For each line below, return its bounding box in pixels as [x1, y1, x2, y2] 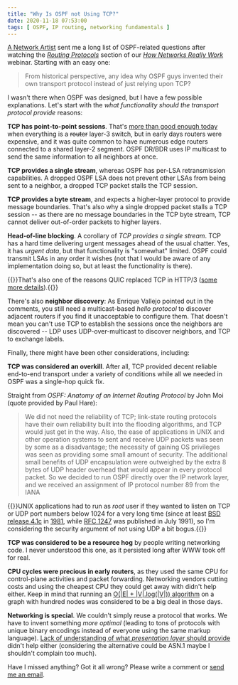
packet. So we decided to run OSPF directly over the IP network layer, [24, 473, 229, 482]
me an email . [7, 670, 45, 679]
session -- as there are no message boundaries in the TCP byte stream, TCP [7, 211, 231, 219]
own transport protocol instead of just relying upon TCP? [24, 80, 191, 88]
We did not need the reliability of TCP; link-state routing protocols [24, 413, 217, 421]
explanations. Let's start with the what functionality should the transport [7, 101, 219, 110]
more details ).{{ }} [7, 283, 59, 292]
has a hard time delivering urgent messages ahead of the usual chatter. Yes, [7, 239, 230, 248]
